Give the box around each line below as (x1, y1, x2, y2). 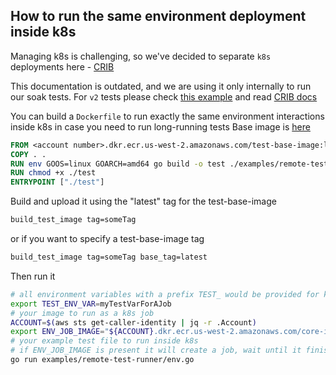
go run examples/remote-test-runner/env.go (10, 355, 195, 365)
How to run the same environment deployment (10, 8, 307, 25)
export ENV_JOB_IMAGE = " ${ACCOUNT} (10, 327, 155, 337)
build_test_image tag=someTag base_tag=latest (10, 252, 208, 263)
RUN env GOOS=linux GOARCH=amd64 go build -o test (10, 159, 226, 169)
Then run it (10, 270, 56, 282)
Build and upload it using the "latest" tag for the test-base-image (10, 195, 277, 208)
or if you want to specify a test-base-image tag (10, 233, 205, 245)
